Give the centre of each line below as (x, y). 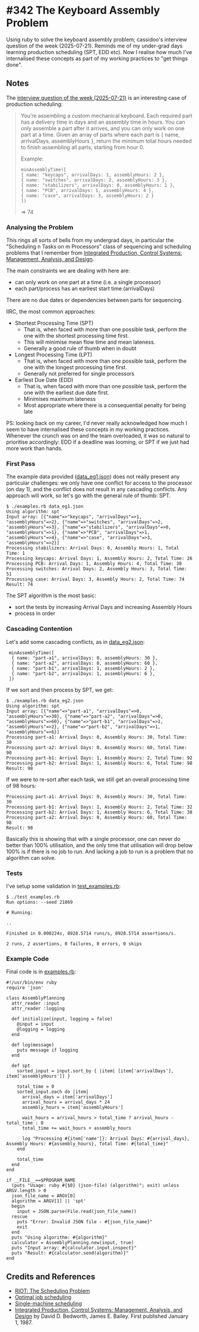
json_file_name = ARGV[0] (44, 1196)
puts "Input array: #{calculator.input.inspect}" (74, 1248)
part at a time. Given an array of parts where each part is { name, (100, 134)
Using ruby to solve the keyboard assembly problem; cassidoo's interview (97, 39)
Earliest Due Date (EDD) (44, 380)
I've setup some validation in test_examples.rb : (64, 886)
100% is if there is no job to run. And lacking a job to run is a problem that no (100, 852)
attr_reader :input (36, 1003)
